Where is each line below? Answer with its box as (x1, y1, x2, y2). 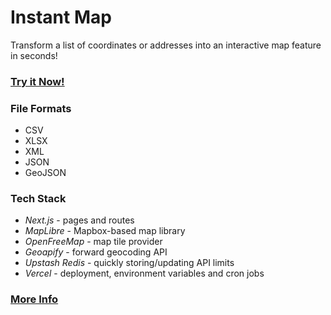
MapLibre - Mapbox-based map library (24, 225, 186, 237)
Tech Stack (10, 192, 67, 206)
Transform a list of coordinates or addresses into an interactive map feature (10, 39, 322, 51)
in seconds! (10, 49, 58, 61)
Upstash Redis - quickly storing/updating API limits (24, 257, 235, 269)
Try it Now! (10, 74, 65, 88)
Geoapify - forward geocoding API (24, 246, 168, 258)
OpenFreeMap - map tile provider (24, 236, 163, 248)
